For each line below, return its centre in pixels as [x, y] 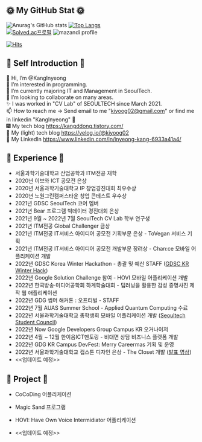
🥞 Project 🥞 [27, 379]
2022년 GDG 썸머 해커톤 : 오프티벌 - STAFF [67, 300]
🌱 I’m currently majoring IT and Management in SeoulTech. [79, 91]
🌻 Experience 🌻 [35, 158]
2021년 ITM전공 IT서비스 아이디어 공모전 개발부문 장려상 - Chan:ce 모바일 [102, 249]
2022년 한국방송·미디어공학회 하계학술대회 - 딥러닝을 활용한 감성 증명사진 [102, 285]
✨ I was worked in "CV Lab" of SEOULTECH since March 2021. [84, 103]
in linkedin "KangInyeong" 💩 [41, 119]
